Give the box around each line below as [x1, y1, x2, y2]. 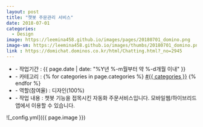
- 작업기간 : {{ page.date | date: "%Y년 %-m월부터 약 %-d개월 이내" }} [14, 65, 186, 72]
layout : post [6, 8, 39, 15]
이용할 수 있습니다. [31, 102, 76, 109]
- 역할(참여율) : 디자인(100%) [14, 87, 85, 94]
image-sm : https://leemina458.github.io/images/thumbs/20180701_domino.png [6, 43, 201, 49]
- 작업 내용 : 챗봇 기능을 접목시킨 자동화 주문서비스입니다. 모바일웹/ [14, 94, 173, 101]
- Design [11, 31, 34, 37]
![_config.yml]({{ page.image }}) [6, 114, 86, 121]
